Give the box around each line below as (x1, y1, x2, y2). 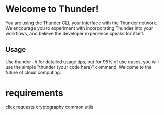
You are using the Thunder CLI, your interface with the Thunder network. (5, 20, 158, 26)
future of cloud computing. (5, 69, 61, 75)
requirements (5, 87, 63, 99)
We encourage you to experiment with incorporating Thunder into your (5, 25, 153, 31)
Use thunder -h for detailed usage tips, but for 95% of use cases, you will (5, 59, 159, 65)
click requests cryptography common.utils (5, 104, 94, 110)
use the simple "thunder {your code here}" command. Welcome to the (5, 64, 152, 70)
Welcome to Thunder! (5, 3, 99, 15)
